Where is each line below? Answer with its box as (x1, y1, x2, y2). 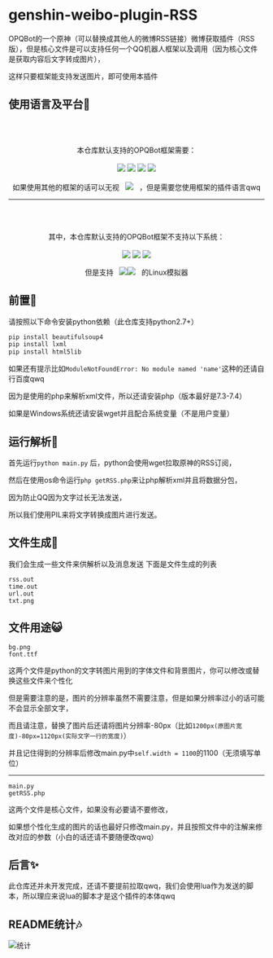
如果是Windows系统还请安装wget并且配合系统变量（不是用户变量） (8, 409, 234, 419)
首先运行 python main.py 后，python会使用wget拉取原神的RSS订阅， (8, 458, 236, 468)
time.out (8, 582, 38, 591)
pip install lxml (8, 341, 67, 349)
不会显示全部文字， (8, 703, 73, 713)
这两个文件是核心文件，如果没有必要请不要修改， (8, 804, 172, 814)
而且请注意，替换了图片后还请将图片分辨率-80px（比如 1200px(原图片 (8, 720, 236, 730)
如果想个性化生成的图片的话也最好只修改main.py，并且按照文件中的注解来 (8, 821, 256, 832)
